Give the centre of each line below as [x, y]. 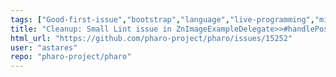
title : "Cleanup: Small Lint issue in [91, 29]
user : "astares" [44, 47]
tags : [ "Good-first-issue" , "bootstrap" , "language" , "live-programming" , [162, 19]
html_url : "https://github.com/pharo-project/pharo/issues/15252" [151, 38]
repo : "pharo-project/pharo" [71, 57]
